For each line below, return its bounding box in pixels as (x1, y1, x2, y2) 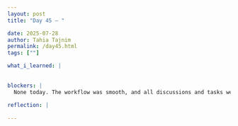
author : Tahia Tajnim (7, 36, 72, 43)
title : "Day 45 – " (7, 17, 65, 24)
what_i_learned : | (7, 62, 62, 69)
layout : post (7, 10, 46, 18)
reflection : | (7, 102, 50, 109)
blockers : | (7, 82, 42, 89)
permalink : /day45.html (7, 43, 78, 50)
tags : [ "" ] (7, 50, 40, 57)
